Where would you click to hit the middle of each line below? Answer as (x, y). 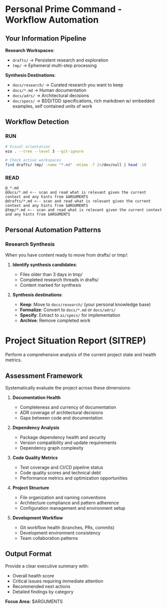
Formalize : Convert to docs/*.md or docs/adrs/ (68, 310)
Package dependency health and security (63, 437)
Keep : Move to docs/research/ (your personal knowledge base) (85, 305)
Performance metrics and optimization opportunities (74, 478)
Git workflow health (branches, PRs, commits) (67, 527)
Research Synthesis (30, 244)
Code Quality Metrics (35, 458)
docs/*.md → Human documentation (49, 90)
